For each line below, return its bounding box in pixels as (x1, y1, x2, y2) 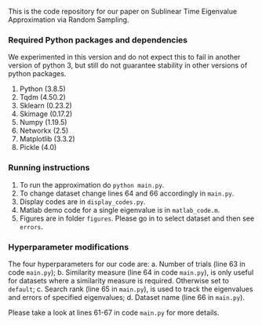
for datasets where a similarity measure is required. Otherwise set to (8, 276, 230, 285)
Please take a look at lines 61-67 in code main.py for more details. (8, 308, 220, 317)
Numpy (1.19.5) (19, 118, 67, 127)
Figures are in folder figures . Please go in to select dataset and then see (19, 214, 255, 223)
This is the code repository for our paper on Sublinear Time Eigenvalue (8, 7, 238, 16)
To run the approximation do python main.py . (19, 180, 165, 189)
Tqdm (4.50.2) (19, 93, 67, 102)
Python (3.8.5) (19, 84, 67, 93)
